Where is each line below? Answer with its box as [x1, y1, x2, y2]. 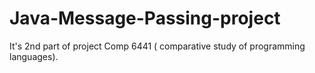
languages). [9, 50, 59, 62]
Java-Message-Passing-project [9, 7, 281, 30]
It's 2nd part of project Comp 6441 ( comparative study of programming [9, 40, 306, 52]
